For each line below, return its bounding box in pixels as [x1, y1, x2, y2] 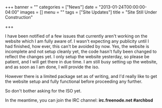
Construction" [5, 15, 33, 20]
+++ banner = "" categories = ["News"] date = [5, 4, 98, 10]
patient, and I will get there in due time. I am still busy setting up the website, [5, 59, 158, 64]
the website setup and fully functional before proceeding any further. [5, 78, 143, 84]
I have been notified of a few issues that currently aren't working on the [5, 33, 147, 39]
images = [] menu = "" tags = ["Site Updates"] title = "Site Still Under [20, 9, 157, 15]
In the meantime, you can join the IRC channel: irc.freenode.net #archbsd [5, 97, 153, 103]
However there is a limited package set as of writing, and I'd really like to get [5, 74, 157, 79]
